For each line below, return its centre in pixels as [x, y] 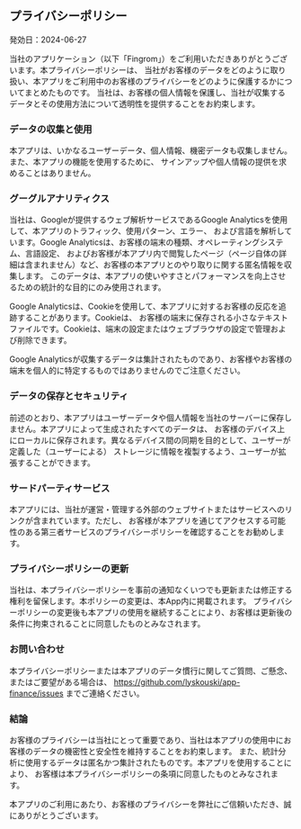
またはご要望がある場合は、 [61, 681]
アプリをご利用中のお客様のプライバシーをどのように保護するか [158, 81]
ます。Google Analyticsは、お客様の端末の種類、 [107, 242]
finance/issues [37, 693]
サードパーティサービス [60, 488]
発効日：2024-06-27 [48, 40]
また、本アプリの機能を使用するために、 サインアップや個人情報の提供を [144, 162]
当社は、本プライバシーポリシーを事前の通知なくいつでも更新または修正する [151, 590]
